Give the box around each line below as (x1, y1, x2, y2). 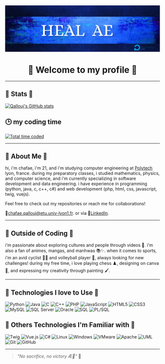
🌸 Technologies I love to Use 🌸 (5, 288, 99, 297)
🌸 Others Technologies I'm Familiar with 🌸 (5, 321, 135, 329)
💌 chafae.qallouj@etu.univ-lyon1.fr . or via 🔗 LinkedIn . (5, 210, 109, 216)
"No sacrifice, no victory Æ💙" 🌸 (17, 353, 82, 359)
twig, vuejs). (5, 191, 30, 197)
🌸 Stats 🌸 (5, 90, 33, 98)
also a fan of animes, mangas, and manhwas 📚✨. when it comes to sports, (5, 248, 157, 253)
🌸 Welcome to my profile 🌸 (27, 64, 137, 76)
